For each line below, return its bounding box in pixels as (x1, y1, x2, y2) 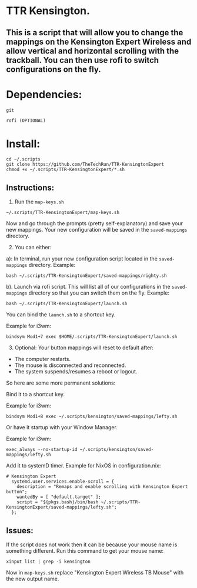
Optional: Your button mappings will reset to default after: (14, 344, 154, 351)
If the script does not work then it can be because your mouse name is (6, 541, 178, 548)
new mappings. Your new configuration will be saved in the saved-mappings (6, 226, 188, 233)
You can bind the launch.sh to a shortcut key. (6, 311, 116, 318)
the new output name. (6, 575, 59, 583)
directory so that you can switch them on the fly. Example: (28, 289, 169, 296)
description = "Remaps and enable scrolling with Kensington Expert (16, 484, 188, 490)
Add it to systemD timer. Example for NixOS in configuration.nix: (6, 462, 161, 469)
